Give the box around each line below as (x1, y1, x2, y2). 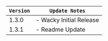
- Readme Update (36, 26, 86, 33)
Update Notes (49, 8, 86, 14)
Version (9, 8, 30, 14)
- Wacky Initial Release (36, 16, 99, 24)
